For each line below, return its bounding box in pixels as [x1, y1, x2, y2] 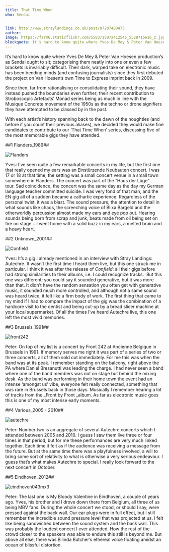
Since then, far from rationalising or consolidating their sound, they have [5, 85, 155, 91]
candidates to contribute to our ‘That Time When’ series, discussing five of [5, 127, 160, 133]
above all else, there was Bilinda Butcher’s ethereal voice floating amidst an [5, 536, 161, 542]
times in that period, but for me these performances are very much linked [5, 437, 157, 443]
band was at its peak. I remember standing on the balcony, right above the [5, 360, 159, 366]
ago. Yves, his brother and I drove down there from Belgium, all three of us [5, 499, 160, 505]
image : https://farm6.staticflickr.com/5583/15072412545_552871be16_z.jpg [5, 35, 165, 40]
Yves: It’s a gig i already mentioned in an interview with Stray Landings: [5, 256, 152, 261]
